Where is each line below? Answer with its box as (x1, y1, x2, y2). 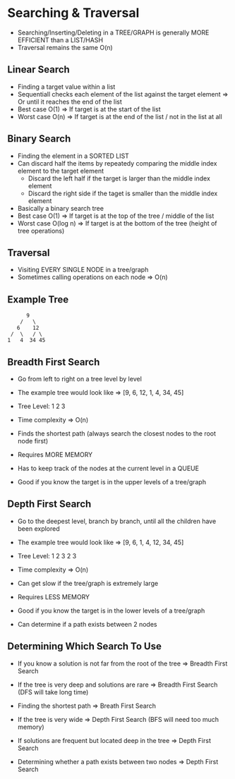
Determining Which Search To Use (7, 640, 162, 653)
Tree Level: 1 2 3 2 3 (17, 551, 77, 560)
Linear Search (7, 63, 71, 75)
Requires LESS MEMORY (17, 592, 90, 601)
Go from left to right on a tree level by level (17, 375, 143, 383)
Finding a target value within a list (17, 82, 116, 91)
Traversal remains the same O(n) (17, 43, 113, 51)
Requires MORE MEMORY (17, 450, 93, 459)
